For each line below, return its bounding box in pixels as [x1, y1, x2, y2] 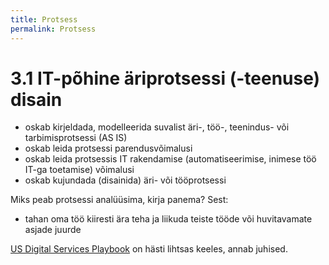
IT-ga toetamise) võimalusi [24, 164, 135, 176]
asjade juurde [24, 224, 82, 236]
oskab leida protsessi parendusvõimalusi [24, 142, 193, 155]
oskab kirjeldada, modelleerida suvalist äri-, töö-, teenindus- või [24, 121, 290, 133]
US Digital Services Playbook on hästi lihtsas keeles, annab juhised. [10, 243, 288, 255]
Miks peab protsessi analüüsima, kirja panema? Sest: [10, 194, 229, 206]
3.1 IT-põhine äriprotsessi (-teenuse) [10, 67, 321, 90]
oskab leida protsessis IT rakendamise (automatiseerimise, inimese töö [24, 153, 317, 165]
